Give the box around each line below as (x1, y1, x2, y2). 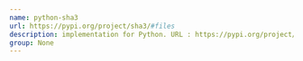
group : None (9, 38, 54, 48)
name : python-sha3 (9, 13, 78, 22)
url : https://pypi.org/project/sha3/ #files (9, 22, 176, 30)
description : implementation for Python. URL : (9, 30, 192, 39)
